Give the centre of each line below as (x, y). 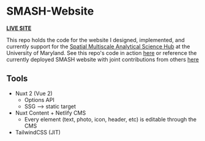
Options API (39, 99)
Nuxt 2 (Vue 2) (34, 93)
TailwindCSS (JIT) (38, 132)
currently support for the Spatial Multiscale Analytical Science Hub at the (98, 46)
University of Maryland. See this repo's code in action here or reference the (102, 52)
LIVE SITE (19, 28)
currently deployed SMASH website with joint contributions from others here (102, 59)
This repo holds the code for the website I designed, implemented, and (95, 40)
